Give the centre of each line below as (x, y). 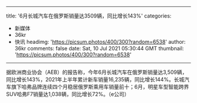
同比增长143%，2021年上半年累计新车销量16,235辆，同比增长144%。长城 (95, 79)
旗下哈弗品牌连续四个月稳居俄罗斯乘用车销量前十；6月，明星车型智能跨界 (100, 87)
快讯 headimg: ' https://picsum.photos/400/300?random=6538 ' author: (100, 42)
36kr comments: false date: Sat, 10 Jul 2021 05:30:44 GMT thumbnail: (99, 48)
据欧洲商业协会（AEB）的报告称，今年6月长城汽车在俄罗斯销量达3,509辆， (97, 72)
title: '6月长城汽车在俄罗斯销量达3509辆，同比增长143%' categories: (89, 16)
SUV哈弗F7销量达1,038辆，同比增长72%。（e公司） (68, 94)
